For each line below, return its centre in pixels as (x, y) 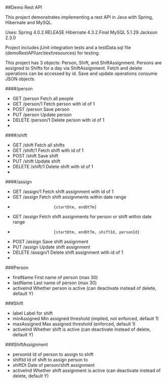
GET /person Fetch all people (43, 99)
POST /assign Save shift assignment (50, 242)
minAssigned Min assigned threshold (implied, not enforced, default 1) (86, 318)
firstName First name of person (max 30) (55, 277)
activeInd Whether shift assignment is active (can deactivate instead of (87, 370)
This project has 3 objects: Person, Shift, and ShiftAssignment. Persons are (83, 63)
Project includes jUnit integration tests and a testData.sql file (68, 47)
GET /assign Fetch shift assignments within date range (69, 197)
